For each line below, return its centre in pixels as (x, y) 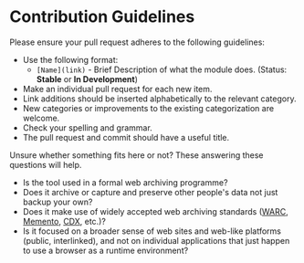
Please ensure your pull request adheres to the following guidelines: (137, 42)
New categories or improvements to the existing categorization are (148, 108)
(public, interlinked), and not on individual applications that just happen (156, 240)
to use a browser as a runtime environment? (105, 250)
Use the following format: (70, 59)
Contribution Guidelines (102, 17)
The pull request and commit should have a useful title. (126, 137)
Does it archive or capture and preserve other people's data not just (150, 192)
